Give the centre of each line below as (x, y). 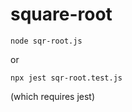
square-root (61, 14)
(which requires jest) (53, 96)
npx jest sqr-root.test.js (66, 78)
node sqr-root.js (46, 41)
